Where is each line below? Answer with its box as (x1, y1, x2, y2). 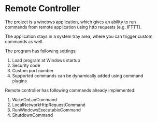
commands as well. (5, 38, 43, 44)
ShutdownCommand (12, 112, 53, 118)
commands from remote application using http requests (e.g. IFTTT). (5, 24, 142, 30)
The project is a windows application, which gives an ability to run (5, 19, 136, 25)
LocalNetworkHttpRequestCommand (12, 102, 86, 107)
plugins (12, 78, 27, 84)
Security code (12, 62, 40, 68)
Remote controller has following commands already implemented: (5, 87, 136, 93)
